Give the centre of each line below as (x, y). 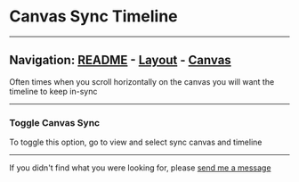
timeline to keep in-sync (53, 91)
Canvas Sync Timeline (93, 17)
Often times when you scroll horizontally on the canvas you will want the (142, 81)
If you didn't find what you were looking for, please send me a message (140, 168)
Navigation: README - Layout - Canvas (120, 60)
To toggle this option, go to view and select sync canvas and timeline (136, 142)
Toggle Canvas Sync (55, 122)
